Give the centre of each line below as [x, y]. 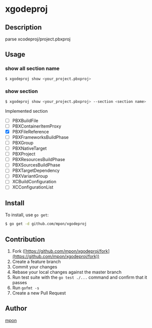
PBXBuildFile [25, 120]
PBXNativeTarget [29, 148]
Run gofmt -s [26, 288]
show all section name [32, 68]
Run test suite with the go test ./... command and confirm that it [80, 277]
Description [23, 27]
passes [19, 283]
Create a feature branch [36, 262]
